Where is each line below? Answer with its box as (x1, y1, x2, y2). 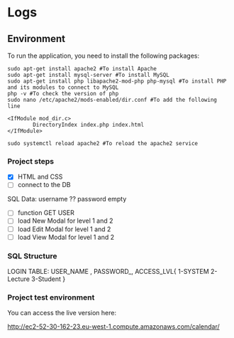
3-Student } (31, 275, 66, 283)
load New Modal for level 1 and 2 (17, 216, 113, 225)
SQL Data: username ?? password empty (7, 195, 127, 204)
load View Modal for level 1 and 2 (17, 233, 115, 241)
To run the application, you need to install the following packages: (7, 51, 200, 60)
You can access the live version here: (7, 309, 117, 317)
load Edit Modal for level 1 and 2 (17, 225, 111, 233)
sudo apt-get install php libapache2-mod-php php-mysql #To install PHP (7, 78, 227, 85)
